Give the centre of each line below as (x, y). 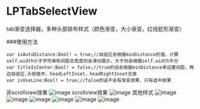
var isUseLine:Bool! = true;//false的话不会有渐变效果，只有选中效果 (89, 80)
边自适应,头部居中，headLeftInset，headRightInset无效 (72, 74)
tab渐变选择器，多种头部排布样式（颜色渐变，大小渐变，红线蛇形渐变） (96, 29)
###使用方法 (22, 41)
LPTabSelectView (52, 11)
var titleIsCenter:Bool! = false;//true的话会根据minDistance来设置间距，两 (100, 67)
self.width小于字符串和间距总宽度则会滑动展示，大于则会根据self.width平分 (92, 61)
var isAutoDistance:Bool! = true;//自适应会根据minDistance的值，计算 (92, 54)
